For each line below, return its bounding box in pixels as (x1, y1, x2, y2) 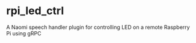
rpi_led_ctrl (6, 4, 64, 18)
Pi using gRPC (6, 29, 41, 37)
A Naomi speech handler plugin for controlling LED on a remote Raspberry (6, 24, 191, 31)
